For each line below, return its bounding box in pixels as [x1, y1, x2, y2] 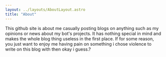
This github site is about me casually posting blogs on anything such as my [5, 25, 159, 31]
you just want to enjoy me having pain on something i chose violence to [5, 41, 152, 47]
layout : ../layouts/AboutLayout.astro [5, 7, 85, 12]
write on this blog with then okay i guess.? [5, 46, 91, 52]
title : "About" [5, 12, 37, 17]
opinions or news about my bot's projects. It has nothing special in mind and [5, 30, 162, 36]
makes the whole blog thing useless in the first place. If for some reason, [5, 35, 154, 42]
